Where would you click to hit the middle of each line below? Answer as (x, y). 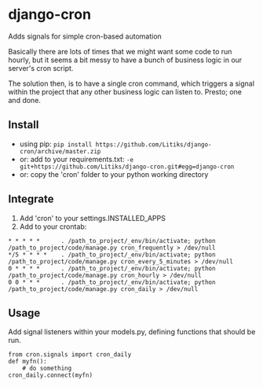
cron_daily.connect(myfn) (50, 375)
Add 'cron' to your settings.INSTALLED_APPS (93, 218)
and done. (25, 100)
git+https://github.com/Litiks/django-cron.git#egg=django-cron (127, 167)
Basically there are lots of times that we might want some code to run (120, 51)
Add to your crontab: (53, 227)
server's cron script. (41, 68)
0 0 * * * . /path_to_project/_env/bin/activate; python (112, 282)
